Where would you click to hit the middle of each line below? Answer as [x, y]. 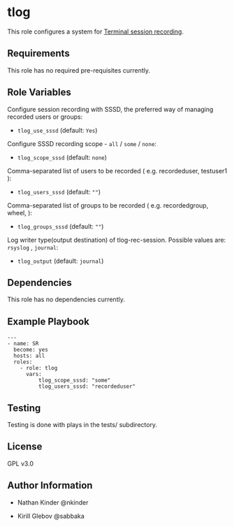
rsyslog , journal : [33, 247]
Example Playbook [48, 321]
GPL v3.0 [20, 463]
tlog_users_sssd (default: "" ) [59, 192]
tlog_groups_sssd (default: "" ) [60, 226]
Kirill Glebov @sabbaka [51, 516]
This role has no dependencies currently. [66, 299]
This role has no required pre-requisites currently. [79, 70]
